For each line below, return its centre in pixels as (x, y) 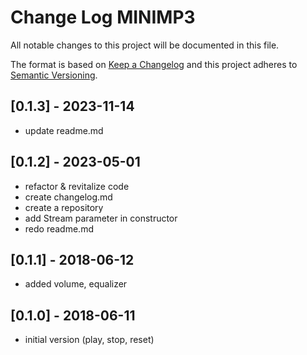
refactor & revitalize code (77, 186)
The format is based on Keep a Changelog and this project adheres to (154, 64)
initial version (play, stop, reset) (89, 340)
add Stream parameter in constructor (101, 218)
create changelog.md (68, 197)
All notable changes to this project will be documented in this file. (145, 45)
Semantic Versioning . (54, 75)
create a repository (64, 207)
